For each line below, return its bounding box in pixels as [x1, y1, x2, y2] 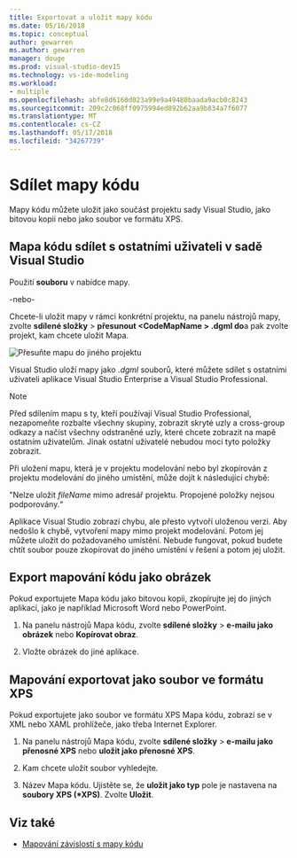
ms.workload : [9, 79, 58, 88]
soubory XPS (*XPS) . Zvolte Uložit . [21, 790, 154, 800]
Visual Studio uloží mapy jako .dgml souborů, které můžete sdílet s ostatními [9, 364, 287, 375]
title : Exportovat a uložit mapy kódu [9, 12, 152, 22]
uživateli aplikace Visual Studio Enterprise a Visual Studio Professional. [9, 373, 269, 384]
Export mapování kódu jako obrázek [9, 569, 212, 585]
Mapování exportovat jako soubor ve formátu [9, 672, 264, 687]
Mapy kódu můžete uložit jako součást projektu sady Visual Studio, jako [9, 204, 271, 214]
